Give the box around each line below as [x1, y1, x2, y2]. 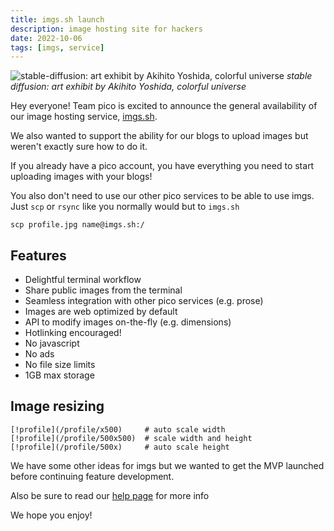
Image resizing [10, 398, 105, 415]
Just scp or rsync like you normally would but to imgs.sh [10, 201, 240, 213]
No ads [24, 348, 55, 360]
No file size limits [24, 359, 96, 371]
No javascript [24, 337, 80, 350]
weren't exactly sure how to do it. [10, 141, 148, 153]
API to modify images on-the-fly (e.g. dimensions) [24, 316, 232, 328]
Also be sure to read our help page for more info [10, 489, 210, 501]
